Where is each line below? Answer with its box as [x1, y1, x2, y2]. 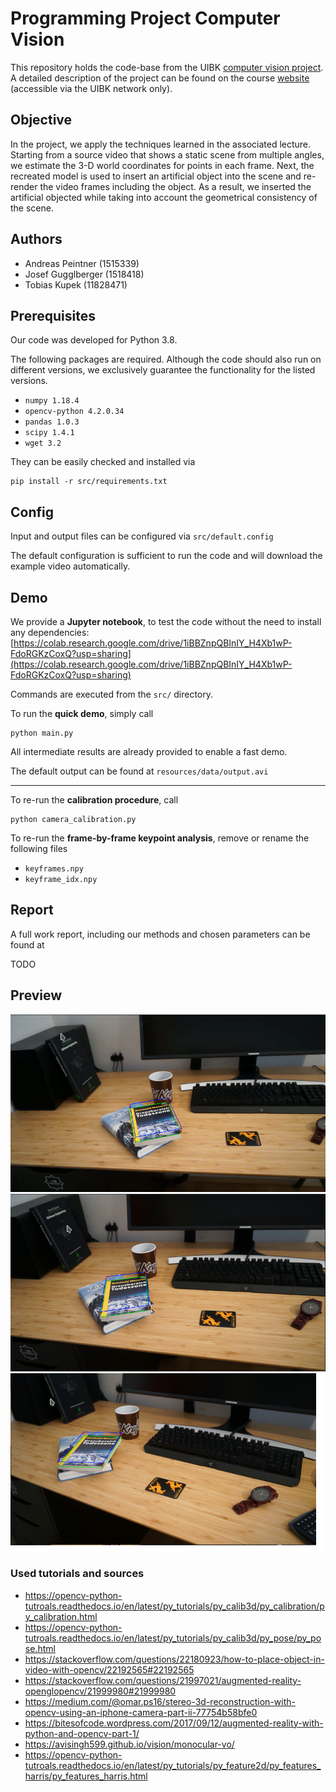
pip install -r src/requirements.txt [10, 477, 168, 487]
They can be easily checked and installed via [10, 456, 196, 468]
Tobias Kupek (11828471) [24, 278, 128, 291]
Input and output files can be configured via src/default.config [10, 530, 274, 542]
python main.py [10, 728, 74, 738]
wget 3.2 [24, 438, 62, 449]
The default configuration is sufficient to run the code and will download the [10, 550, 323, 562]
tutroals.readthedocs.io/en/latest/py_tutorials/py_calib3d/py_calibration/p [24, 1600, 325, 1612]
